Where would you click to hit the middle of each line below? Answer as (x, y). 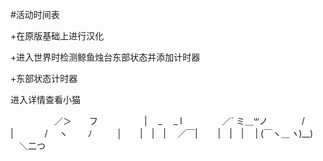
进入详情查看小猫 (45, 99)
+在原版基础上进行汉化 (57, 36)
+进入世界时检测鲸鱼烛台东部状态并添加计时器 (105, 57)
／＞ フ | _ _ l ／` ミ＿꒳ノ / (179, 121)
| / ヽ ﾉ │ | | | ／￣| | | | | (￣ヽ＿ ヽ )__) (162, 133)
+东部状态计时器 (44, 78)
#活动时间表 (35, 14)
